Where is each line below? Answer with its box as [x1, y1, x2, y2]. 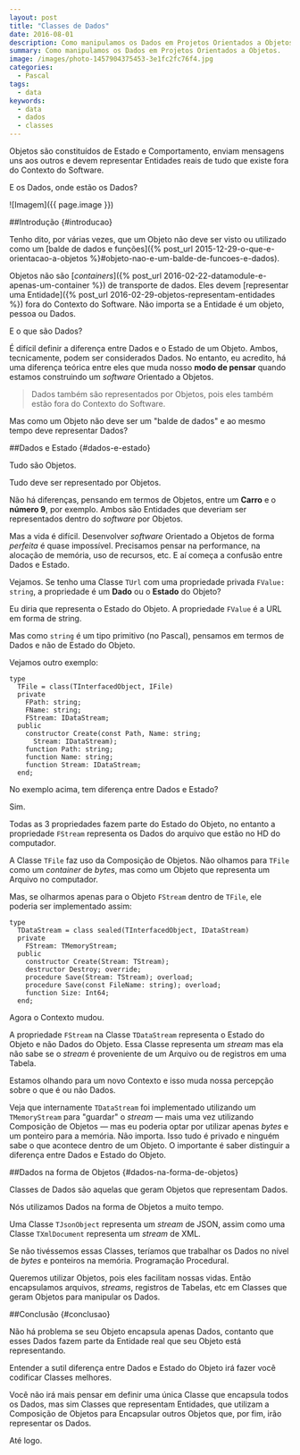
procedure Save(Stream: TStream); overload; [25, 973, 194, 982]
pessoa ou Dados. [9, 309, 76, 318]
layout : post [9, 13, 58, 22]
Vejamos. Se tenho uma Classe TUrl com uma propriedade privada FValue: [9, 577, 286, 587]
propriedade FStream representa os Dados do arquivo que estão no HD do [9, 828, 281, 839]
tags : [9, 80, 29, 89]
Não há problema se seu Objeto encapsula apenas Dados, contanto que [9, 1326, 274, 1337]
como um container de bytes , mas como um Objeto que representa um [9, 865, 271, 875]
